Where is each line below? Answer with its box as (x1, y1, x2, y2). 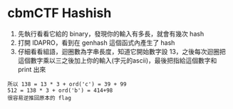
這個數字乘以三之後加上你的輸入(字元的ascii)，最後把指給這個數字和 (17, 56, 217, 65)
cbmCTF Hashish (7, 5, 112, 21)
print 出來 (17, 65, 46, 73)
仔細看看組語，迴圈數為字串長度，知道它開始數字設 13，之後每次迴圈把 (17, 47, 227, 56)
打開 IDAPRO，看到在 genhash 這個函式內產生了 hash (17, 38, 175, 47)
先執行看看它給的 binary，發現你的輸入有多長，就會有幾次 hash (17, 29, 204, 38)
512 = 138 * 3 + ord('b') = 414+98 (7, 87, 113, 94)
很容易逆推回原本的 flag (7, 94, 71, 101)
